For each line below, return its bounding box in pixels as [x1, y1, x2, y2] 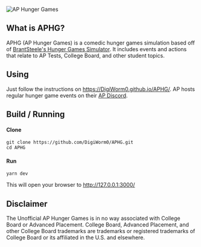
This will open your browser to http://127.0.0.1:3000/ [6, 181, 135, 189]
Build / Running [6, 109, 65, 120]
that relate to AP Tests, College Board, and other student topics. [6, 52, 165, 59]
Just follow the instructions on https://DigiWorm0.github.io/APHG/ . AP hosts [6, 85, 195, 93]
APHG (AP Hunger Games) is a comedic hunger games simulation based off [6, 39, 195, 46]
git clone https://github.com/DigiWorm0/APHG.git [6, 139, 134, 146]
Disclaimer [6, 199, 48, 209]
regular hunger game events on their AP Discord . [6, 92, 128, 99]
